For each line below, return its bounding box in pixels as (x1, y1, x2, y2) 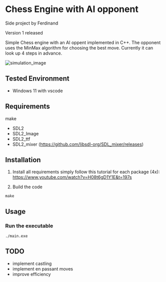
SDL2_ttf (12, 136, 30, 142)
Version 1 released (5, 30, 43, 36)
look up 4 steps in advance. (5, 50, 62, 56)
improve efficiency (12, 271, 51, 277)
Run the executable (5, 222, 53, 229)
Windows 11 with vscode (12, 88, 63, 94)
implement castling (12, 260, 52, 266)
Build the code (12, 184, 42, 190)
